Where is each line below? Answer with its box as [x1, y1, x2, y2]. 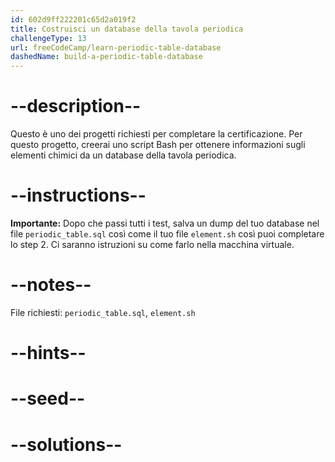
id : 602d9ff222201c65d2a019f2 [10, 14, 137, 25]
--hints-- [10, 342, 87, 365]
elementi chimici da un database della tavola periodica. [10, 149, 237, 161]
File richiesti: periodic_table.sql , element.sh [10, 306, 196, 318]
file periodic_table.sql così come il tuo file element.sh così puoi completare [10, 228, 325, 240]
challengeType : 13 [10, 33, 87, 43]
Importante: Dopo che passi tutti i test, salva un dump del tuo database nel [10, 217, 320, 229]
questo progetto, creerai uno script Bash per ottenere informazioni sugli [10, 139, 306, 151]
